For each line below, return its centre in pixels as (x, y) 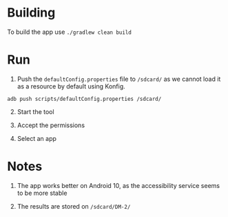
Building (31, 13)
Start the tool (35, 111)
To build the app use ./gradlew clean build (70, 32)
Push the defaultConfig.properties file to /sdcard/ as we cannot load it (119, 79)
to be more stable (42, 193)
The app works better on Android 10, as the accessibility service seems (118, 185)
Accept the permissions (51, 125)
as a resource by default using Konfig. (71, 86)
